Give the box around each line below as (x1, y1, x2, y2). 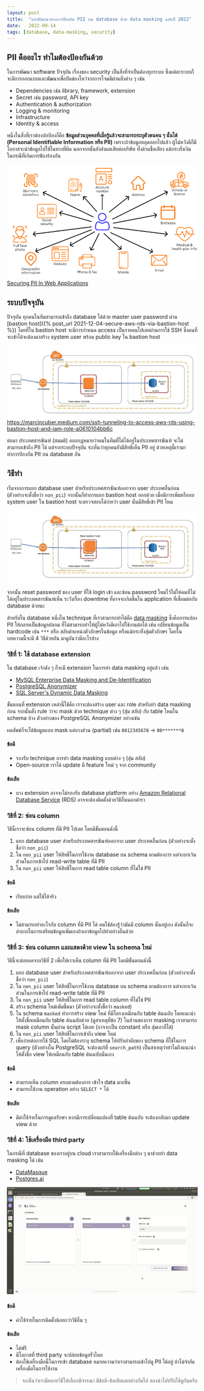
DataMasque (15, 1168, 48, 1176)
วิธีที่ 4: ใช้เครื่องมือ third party (7, 1136, 85, 1144)
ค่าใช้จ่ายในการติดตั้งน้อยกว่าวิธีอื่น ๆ (15, 1316, 87, 1323)
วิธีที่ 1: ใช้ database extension (7, 650, 91, 659)
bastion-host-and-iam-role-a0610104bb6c (7, 425, 113, 432)
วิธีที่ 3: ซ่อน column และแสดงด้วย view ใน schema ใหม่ (7, 943, 152, 951)
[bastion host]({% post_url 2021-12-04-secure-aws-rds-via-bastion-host (7, 320, 189, 327)
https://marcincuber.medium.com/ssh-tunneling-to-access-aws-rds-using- (7, 418, 196, 426)
